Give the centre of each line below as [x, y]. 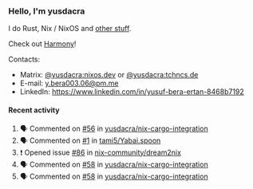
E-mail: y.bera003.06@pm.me [69, 83]
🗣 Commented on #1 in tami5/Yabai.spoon [90, 140]
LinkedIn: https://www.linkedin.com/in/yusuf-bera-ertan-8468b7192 [132, 92]
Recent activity [34, 110]
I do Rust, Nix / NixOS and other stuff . [70, 29]
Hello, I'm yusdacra [47, 11]
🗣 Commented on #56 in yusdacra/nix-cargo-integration [114, 128]
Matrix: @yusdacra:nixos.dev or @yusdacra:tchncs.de [109, 75]
